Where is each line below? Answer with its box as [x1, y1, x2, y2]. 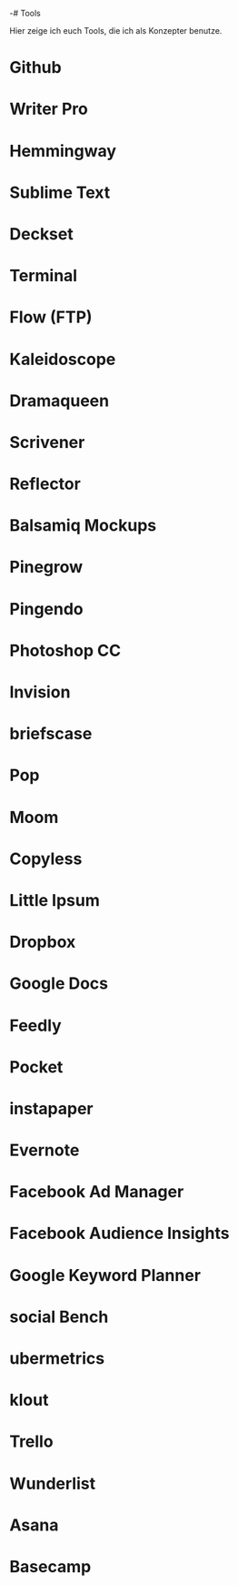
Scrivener [9, 432, 85, 452]
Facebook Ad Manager [9, 1182, 184, 1203]
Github [9, 57, 62, 78]
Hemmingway [9, 140, 116, 161]
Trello [9, 1431, 54, 1452]
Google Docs [9, 973, 109, 994]
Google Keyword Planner [9, 1265, 202, 1285]
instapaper [9, 1098, 94, 1119]
